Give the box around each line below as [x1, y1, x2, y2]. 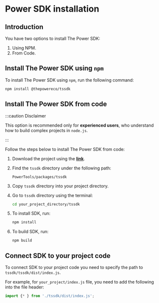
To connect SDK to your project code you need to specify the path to [5, 264, 143, 270]
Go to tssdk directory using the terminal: [12, 192, 93, 198]
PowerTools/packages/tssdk [12, 174, 67, 179]
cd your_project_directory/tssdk [12, 202, 80, 207]
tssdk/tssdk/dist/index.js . [5, 269, 61, 275]
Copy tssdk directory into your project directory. [12, 183, 109, 189]
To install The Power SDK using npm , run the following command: [5, 77, 134, 83]
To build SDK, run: [12, 229, 49, 235]
